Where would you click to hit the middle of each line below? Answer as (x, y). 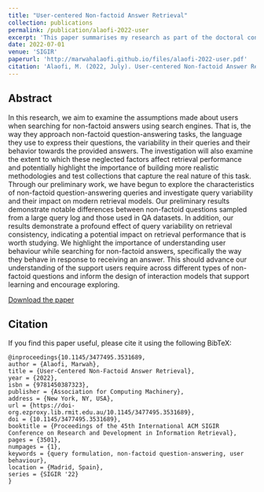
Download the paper (41, 299)
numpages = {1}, (35, 447)
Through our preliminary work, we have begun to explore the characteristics (131, 184)
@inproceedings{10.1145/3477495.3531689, (77, 358)
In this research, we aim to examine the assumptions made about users (123, 117)
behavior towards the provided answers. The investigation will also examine (131, 151)
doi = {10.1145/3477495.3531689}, (65, 420)
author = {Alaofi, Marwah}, (54, 365)
